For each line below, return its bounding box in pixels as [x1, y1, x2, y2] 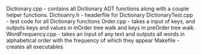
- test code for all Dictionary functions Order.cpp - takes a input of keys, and [6, 18, 196, 25]
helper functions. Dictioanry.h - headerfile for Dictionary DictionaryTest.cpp [6, 11, 193, 19]
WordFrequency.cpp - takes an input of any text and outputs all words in [6, 30, 185, 38]
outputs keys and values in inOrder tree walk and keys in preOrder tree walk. [6, 24, 196, 31]
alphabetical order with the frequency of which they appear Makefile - [6, 37, 180, 44]
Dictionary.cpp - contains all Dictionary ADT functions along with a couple [6, 5, 189, 12]
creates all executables [6, 43, 64, 50]
